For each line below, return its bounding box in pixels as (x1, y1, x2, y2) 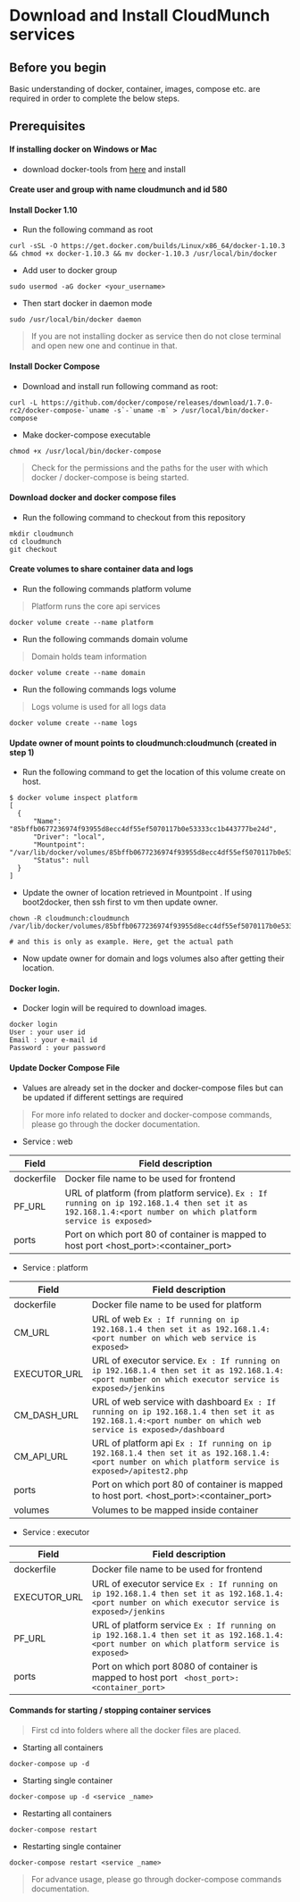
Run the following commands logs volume (21, 684, 177, 695)
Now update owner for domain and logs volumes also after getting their (21, 953, 285, 964)
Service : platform (21, 1262, 88, 1272)
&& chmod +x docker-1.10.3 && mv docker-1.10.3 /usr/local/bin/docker (9, 249, 278, 259)
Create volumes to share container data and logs (9, 563, 194, 574)
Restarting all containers (21, 1807, 112, 1818)
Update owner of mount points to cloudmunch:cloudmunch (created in (9, 738, 277, 748)
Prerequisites (9, 119, 86, 134)
